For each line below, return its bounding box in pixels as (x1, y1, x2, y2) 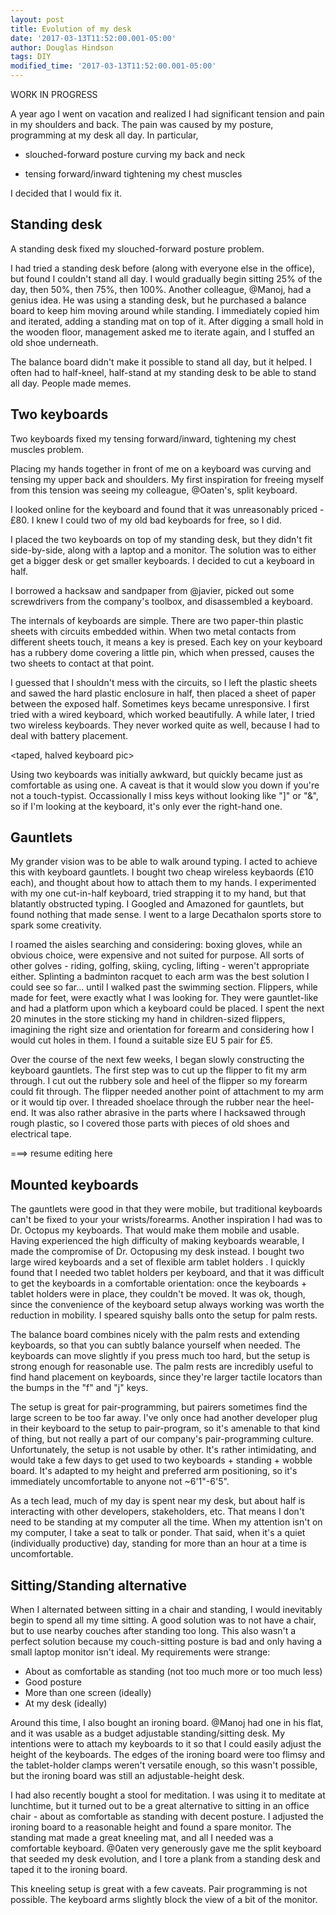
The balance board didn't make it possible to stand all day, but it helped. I (10, 356, 312, 368)
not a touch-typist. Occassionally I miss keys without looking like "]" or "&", (10, 789, 319, 801)
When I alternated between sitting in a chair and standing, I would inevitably (10, 1604, 323, 1616)
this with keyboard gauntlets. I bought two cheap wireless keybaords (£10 (10, 866, 315, 878)
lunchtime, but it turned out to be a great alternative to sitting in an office (10, 1800, 310, 1812)
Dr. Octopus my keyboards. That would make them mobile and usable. (10, 1224, 300, 1236)
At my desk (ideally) (24, 1697, 108, 1710)
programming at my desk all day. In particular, (10, 129, 199, 141)
